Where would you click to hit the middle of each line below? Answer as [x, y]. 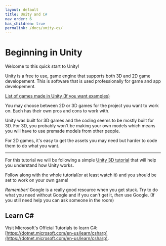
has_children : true [25, 24]
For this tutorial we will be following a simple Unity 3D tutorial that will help [81, 160]
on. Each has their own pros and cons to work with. [57, 111]
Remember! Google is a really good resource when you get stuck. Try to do [82, 190]
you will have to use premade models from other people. [62, 131]
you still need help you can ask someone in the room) [60, 200]
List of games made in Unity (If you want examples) [58, 96]
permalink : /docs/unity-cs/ [34, 28]
